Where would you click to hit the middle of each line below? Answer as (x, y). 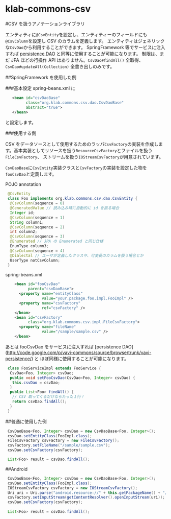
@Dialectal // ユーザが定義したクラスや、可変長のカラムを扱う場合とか (77, 255)
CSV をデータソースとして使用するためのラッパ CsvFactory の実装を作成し (82, 144)
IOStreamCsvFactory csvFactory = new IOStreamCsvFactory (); (73, 488)
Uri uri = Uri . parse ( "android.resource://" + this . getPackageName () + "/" (88, 493)
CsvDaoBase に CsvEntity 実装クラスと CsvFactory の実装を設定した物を (76, 168)
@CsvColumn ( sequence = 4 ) (37, 251)
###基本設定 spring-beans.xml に (40, 88)
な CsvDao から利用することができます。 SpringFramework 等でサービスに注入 (85, 47)
